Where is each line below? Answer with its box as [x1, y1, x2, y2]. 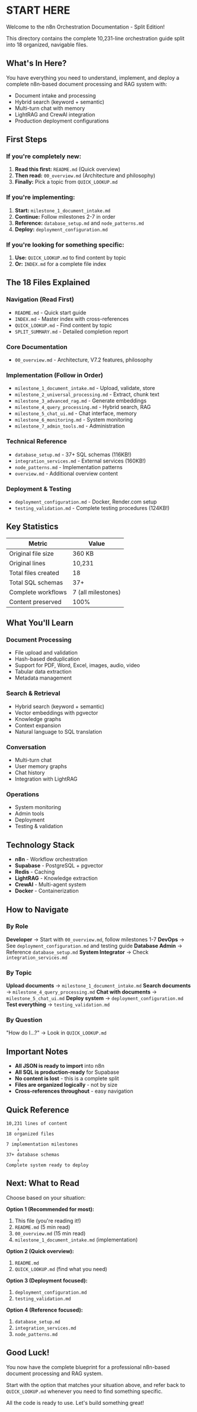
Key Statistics [6, 521, 59, 532]
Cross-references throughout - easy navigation [14, 1087, 134, 1095]
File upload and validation [14, 649, 78, 656]
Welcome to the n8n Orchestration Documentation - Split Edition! [6, 23, 165, 30]
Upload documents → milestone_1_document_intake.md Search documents [6, 982, 191, 989]
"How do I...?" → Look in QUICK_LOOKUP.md [6, 1029, 107, 1036]
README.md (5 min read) [14, 1223, 71, 1231]
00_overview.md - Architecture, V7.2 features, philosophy [14, 356, 153, 363]
